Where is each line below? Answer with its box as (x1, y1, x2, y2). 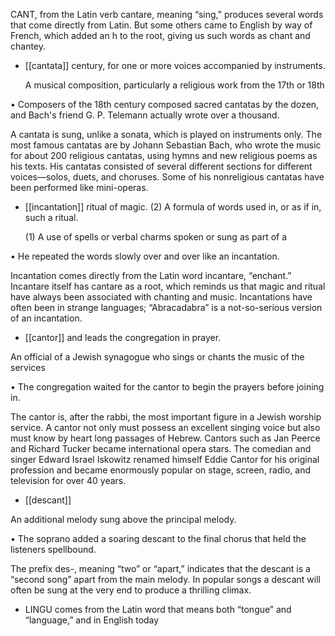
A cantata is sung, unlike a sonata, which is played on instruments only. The (10, 129, 323, 140)
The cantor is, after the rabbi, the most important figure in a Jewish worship (10, 411, 322, 423)
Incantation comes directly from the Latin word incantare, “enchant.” (10, 270, 292, 281)
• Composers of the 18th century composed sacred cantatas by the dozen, (10, 99, 320, 110)
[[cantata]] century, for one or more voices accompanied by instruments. (24, 60, 326, 71)
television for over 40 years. (10, 475, 127, 486)
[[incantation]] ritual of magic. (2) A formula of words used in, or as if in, (24, 201, 322, 213)
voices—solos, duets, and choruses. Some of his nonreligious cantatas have (10, 171, 325, 183)
